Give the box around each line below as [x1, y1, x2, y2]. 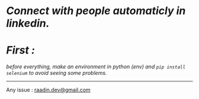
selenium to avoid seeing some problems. [6, 70, 107, 77]
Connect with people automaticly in [6, 4, 186, 18]
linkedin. [6, 16, 50, 30]
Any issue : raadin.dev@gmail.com [6, 87, 91, 94]
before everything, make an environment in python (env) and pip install [6, 63, 185, 70]
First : [6, 44, 36, 57]
